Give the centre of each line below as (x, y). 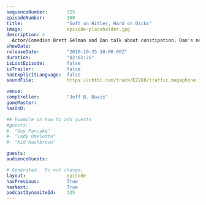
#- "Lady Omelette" (31, 136)
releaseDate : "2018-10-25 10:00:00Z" (67, 52)
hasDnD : (16, 108)
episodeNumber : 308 (41, 18)
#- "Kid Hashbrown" (31, 142)
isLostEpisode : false (44, 63)
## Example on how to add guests (49, 119)
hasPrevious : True (42, 181)
